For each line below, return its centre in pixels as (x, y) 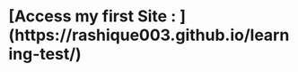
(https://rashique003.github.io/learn (149, 35)
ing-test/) (45, 54)
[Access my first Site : (92, 16)
